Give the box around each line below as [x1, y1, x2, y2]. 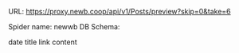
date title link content [8, 37, 77, 47]
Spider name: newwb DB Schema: [8, 22, 120, 31]
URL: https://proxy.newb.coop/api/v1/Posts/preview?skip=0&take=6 [8, 7, 231, 16]
